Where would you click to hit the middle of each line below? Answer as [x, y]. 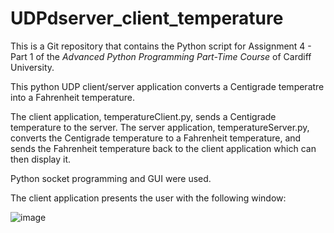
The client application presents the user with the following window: [148, 198]
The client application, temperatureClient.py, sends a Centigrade [143, 116]
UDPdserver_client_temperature [147, 18]
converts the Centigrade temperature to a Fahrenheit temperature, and [156, 138]
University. [32, 67]
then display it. [41, 159]
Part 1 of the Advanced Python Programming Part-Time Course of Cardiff [161, 56]
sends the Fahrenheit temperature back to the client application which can [163, 148]
